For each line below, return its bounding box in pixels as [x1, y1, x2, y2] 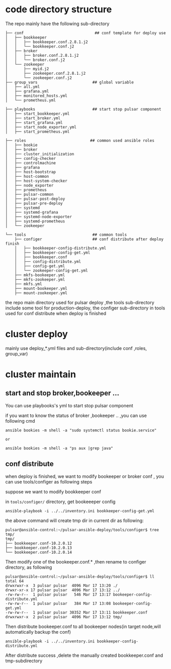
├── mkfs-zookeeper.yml [14, 277, 66, 282]
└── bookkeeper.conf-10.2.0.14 [5, 550, 72, 555]
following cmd [5, 417, 35, 424]
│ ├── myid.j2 [5, 66, 50, 71]
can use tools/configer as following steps [5, 478, 93, 485]
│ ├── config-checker [5, 156, 56, 161]
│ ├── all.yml [5, 84, 40, 89]
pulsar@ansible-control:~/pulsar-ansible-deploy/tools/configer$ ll [5, 574, 155, 579]
